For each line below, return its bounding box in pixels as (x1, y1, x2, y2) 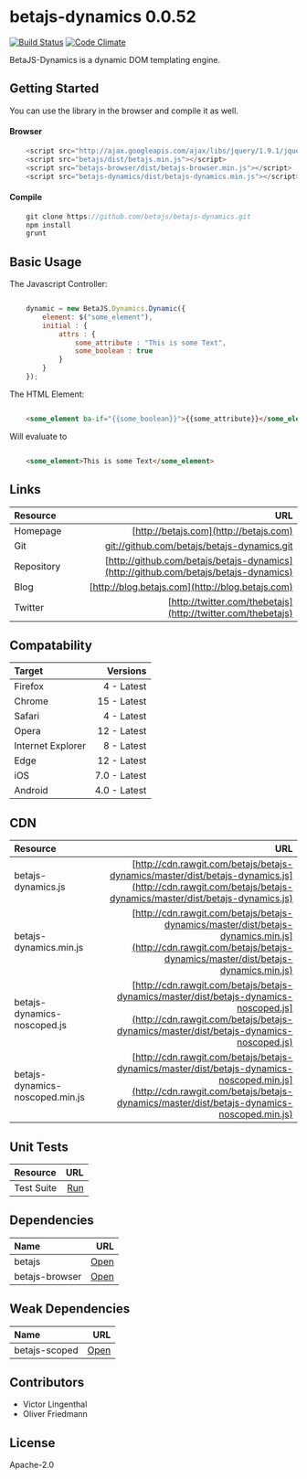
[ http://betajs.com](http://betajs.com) (132, 524, 293, 537)
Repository (14, 559, 61, 572)
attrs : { (58, 329, 96, 339)
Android (14, 784, 48, 797)
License (9, 1435, 56, 1451)
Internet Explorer (14, 739, 87, 752)
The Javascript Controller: (9, 279, 108, 290)
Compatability (9, 637, 93, 653)
